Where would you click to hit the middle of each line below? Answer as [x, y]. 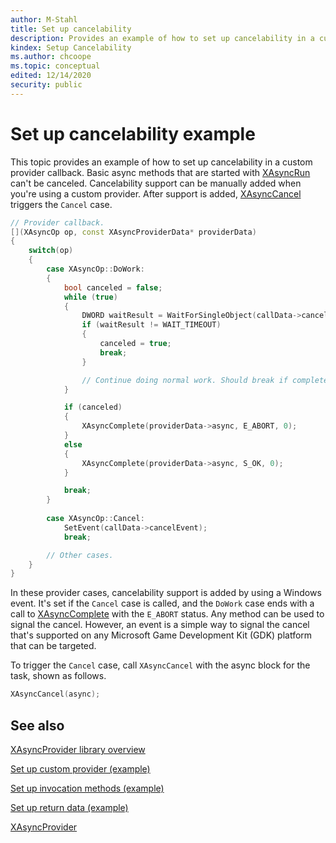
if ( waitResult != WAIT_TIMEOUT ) [151, 325]
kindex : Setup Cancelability [71, 47]
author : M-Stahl [44, 19]
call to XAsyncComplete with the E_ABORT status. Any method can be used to [167, 614]
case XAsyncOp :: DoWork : [95, 269]
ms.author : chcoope [51, 57]
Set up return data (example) [69, 807]
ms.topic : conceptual [55, 66]
